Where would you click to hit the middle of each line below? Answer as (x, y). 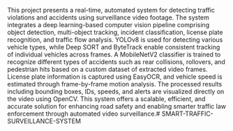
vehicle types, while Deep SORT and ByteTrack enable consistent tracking (114, 47)
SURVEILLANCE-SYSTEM (44, 121)
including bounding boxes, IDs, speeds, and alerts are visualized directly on (116, 91)
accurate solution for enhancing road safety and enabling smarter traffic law (117, 106)
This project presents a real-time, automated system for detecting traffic (111, 10)
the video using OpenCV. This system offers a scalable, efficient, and (106, 99)
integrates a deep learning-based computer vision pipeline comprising (108, 25)
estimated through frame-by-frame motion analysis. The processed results (115, 84)
